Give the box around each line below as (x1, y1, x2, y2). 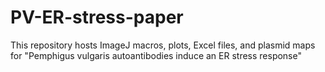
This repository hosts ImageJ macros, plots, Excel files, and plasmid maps (10, 39, 316, 51)
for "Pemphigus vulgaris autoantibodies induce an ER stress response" (10, 49, 302, 61)
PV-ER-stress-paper (10, 6, 184, 29)
